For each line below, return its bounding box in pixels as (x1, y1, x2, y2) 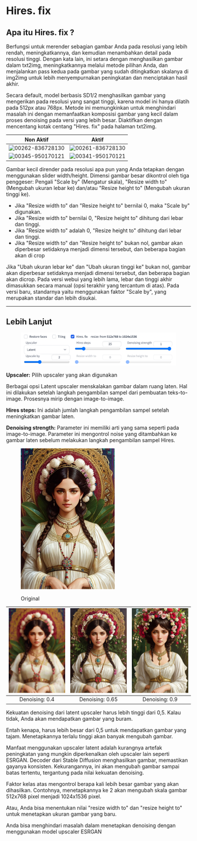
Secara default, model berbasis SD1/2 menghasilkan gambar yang (6, 92, 166, 99)
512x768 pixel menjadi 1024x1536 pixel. (6, 793, 101, 800)
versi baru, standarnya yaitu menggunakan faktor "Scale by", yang (6, 288, 167, 295)
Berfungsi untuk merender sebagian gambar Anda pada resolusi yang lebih (6, 43, 188, 50)
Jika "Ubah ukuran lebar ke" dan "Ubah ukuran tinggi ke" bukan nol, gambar (6, 263, 191, 270)
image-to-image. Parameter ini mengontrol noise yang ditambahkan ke (6, 430, 177, 438)
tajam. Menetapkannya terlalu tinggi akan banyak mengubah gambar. (6, 733, 174, 740)
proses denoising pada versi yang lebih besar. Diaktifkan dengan (6, 117, 163, 124)
